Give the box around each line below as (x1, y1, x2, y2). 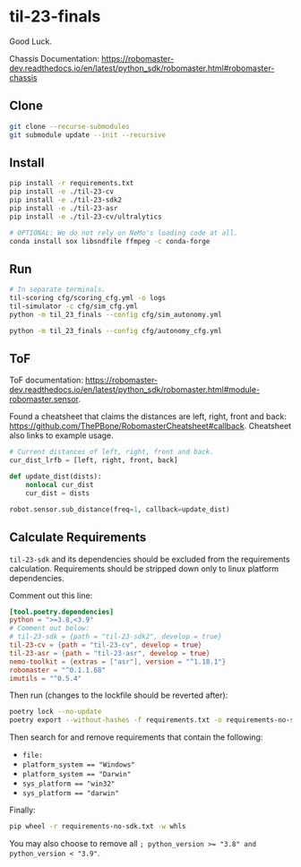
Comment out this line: (9, 589, 93, 601)
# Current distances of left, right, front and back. (9, 448, 215, 457)
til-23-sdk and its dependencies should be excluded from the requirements (9, 554, 290, 564)
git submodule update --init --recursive (9, 130, 167, 140)
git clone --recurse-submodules (9, 122, 130, 131)
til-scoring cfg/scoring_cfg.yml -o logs (9, 294, 167, 303)
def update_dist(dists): (9, 472, 102, 481)
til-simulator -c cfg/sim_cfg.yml (9, 302, 139, 311)
